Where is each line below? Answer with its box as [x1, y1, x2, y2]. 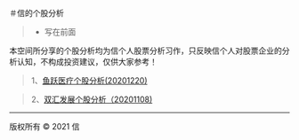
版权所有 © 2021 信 [9, 121, 80, 131]
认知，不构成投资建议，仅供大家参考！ [16, 57, 158, 66]
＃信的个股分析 [9, 8, 64, 18]
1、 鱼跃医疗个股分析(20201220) [30, 75, 149, 86]
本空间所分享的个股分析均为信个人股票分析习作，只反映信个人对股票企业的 [9, 45, 282, 56]
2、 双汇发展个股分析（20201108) [30, 94, 153, 105]
